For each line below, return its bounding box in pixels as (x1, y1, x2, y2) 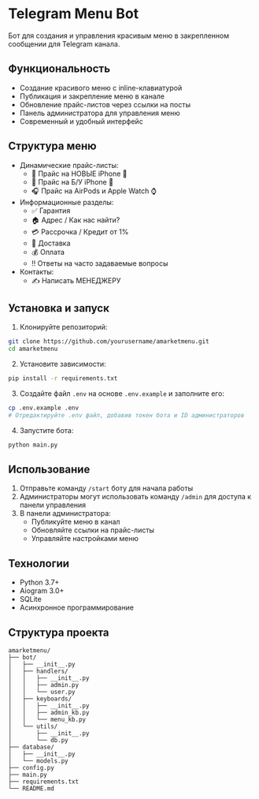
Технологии (8, 557, 69, 570)
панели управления (19, 500, 87, 510)
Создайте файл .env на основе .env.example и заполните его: (19, 389, 224, 398)
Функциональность (8, 62, 111, 76)
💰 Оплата (31, 247, 65, 256)
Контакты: (19, 267, 54, 276)
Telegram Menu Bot (8, 5, 139, 23)
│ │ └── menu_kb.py (8, 715, 87, 724)
